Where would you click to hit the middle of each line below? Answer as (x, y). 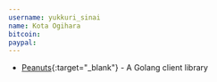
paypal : (23, 42)
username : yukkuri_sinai (54, 17)
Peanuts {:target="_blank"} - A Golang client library (115, 68)
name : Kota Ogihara (45, 26)
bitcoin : (25, 34)
